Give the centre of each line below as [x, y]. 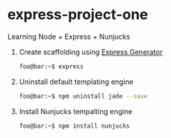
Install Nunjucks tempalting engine [76, 111]
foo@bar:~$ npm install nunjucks [74, 126]
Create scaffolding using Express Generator [91, 52]
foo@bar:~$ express [51, 66]
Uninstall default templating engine [76, 82]
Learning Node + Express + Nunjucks [69, 36]
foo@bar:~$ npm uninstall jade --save [83, 96]
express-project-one [78, 15]
